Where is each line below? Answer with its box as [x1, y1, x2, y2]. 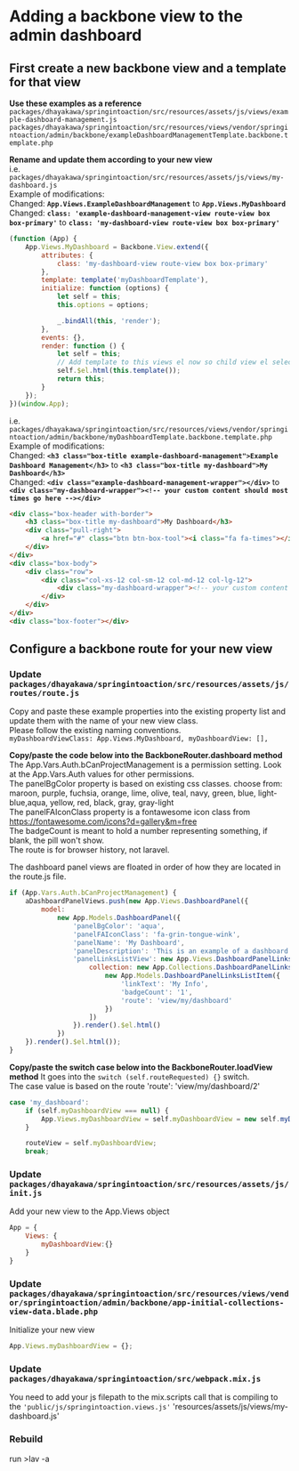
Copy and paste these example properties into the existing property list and [9, 706, 287, 717]
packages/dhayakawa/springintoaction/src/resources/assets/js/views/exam [9, 108, 289, 117]
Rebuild [9, 1433, 43, 1445]
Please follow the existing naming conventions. [9, 725, 182, 736]
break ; [25, 1147, 50, 1156]
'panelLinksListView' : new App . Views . [72, 955, 217, 964]
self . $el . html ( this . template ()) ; [56, 367, 181, 376]
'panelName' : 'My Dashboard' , [72, 938, 185, 947]
